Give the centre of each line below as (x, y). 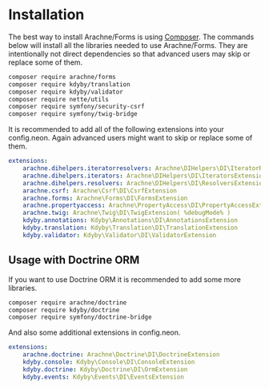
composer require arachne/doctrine (68, 302)
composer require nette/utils (59, 99)
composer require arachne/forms (62, 77)
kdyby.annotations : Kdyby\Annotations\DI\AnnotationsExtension (130, 220)
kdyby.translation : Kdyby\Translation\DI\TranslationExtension (130, 228)
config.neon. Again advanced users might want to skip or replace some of (130, 138)
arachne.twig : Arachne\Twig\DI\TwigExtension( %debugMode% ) (126, 213)
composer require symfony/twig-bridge (73, 114)
